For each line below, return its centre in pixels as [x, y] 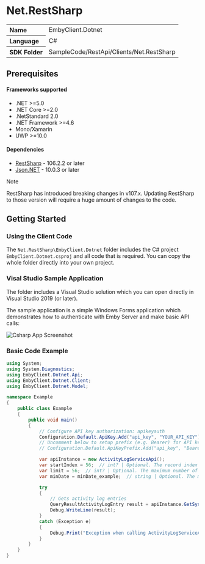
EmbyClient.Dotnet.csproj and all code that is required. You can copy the [98, 256]
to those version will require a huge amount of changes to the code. [92, 200]
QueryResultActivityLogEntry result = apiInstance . [117, 505]
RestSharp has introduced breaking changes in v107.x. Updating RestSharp [100, 193]
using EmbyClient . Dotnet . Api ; [45, 375]
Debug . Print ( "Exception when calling [98, 533]
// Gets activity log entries [88, 499]
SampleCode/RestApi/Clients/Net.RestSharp [112, 51]
